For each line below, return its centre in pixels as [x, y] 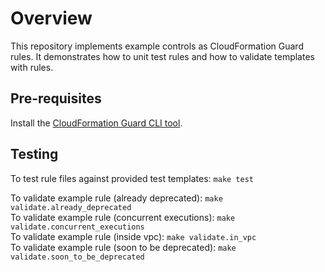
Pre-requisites [56, 98]
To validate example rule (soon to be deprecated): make [123, 247]
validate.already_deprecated [71, 207]
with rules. [32, 67]
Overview [51, 18]
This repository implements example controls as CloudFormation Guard [157, 46]
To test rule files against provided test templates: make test [132, 178]
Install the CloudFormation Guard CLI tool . [96, 123]
